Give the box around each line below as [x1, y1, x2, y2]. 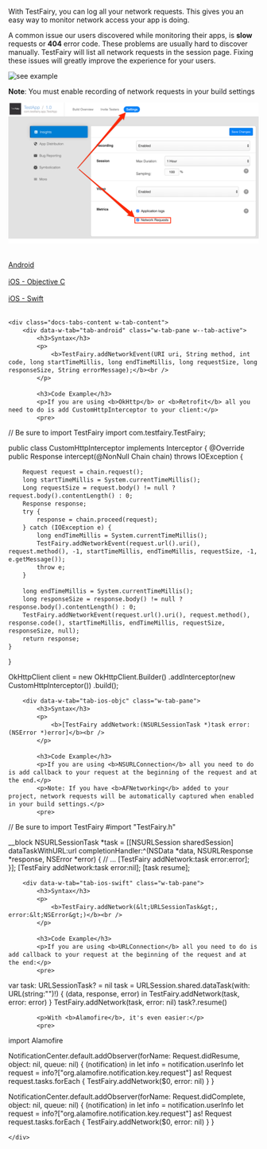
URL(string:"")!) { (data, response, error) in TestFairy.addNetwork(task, [8, 988, 240, 998]
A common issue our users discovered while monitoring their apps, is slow [8, 31, 253, 40]
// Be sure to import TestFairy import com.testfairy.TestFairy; [8, 427, 206, 437]
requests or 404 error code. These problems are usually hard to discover [8, 39, 248, 48]
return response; [22, 635, 80, 643]
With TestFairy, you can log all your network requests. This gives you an [8, 7, 244, 16]
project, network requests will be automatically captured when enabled [8, 792, 254, 800]
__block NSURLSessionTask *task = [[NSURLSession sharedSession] [8, 838, 234, 847]
